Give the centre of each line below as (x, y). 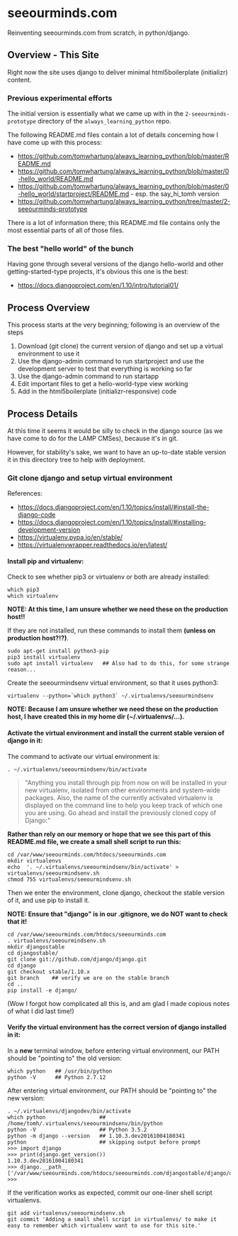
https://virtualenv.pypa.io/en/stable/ (70, 537)
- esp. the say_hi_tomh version (175, 194)
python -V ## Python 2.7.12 (57, 1077)
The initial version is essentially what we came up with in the (96, 114)
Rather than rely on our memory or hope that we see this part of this (109, 834)
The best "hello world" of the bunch (70, 248)
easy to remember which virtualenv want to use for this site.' (104, 1225)
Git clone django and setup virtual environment (90, 478)
